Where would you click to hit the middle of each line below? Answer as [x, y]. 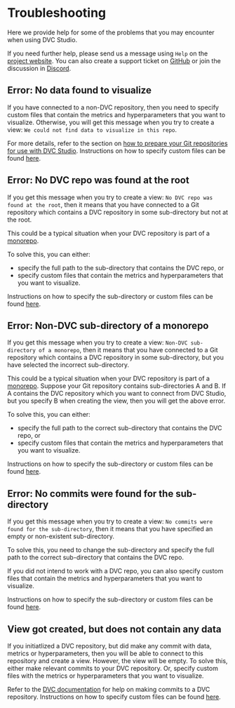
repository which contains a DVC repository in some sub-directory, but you [116, 358]
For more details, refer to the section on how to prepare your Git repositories [117, 143]
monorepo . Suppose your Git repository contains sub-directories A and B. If [117, 386]
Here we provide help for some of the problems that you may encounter [111, 32]
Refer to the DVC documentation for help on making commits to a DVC [109, 689]
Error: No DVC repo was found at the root [98, 180]
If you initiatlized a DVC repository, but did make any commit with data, [109, 646]
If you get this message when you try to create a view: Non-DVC [98, 342]
